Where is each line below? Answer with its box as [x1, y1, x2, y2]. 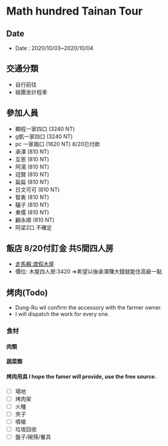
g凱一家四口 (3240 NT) [15, 132, 73, 140]
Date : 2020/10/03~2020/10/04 [15, 44, 94, 52]
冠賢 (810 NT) [15, 171, 50, 178]
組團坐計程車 [15, 88, 47, 95]
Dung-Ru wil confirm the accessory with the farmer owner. [15, 304, 163, 311]
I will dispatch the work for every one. [15, 311, 110, 318]
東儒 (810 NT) [15, 208, 50, 216]
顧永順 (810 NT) [15, 216, 55, 223]
